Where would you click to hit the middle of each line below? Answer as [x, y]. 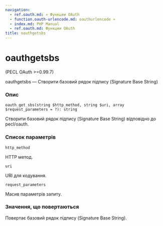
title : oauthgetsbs [26, 33]
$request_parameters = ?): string [41, 109]
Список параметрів [31, 137]
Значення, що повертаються [42, 207]
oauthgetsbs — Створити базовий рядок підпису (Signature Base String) [81, 81]
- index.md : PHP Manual [34, 24]
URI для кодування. [26, 175]
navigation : [18, 10]
